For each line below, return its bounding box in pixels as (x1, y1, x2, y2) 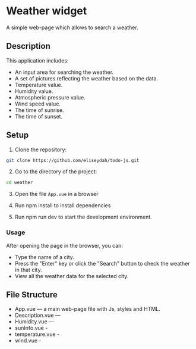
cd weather (6, 180, 33, 186)
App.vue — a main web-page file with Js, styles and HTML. (14, 306, 160, 313)
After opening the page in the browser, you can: (6, 242, 124, 249)
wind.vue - (14, 337, 42, 344)
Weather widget (6, 4, 87, 18)
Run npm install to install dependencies (14, 202, 111, 209)
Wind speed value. (14, 100, 61, 107)
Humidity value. (14, 88, 53, 95)
